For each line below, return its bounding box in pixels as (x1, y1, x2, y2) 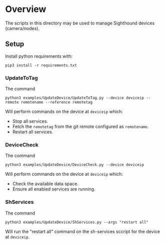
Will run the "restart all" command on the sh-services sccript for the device (5, 228, 160, 234)
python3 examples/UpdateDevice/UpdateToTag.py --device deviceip (5, 95, 144, 100)
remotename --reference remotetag (20, 100, 93, 105)
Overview (5, 3, 46, 15)
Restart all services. (12, 129, 53, 135)
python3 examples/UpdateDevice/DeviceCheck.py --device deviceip (5, 162, 144, 167)
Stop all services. (12, 118, 48, 124)
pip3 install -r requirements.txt (5, 62, 77, 68)
